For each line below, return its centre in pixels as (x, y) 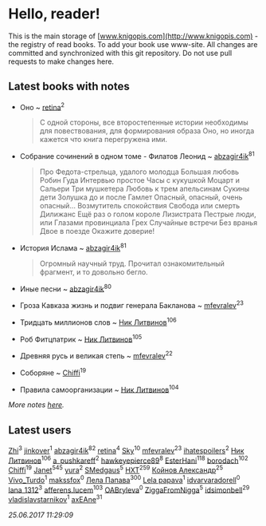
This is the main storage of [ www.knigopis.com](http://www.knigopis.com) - (133, 36)
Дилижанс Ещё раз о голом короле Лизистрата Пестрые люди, (148, 214)
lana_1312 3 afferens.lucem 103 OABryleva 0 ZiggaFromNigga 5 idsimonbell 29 (129, 489)
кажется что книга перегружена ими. (104, 140)
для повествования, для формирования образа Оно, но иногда (147, 131)
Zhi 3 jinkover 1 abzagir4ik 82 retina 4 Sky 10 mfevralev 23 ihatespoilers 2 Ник (126, 450)
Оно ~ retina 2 (42, 106)
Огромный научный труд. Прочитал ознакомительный (132, 263)
